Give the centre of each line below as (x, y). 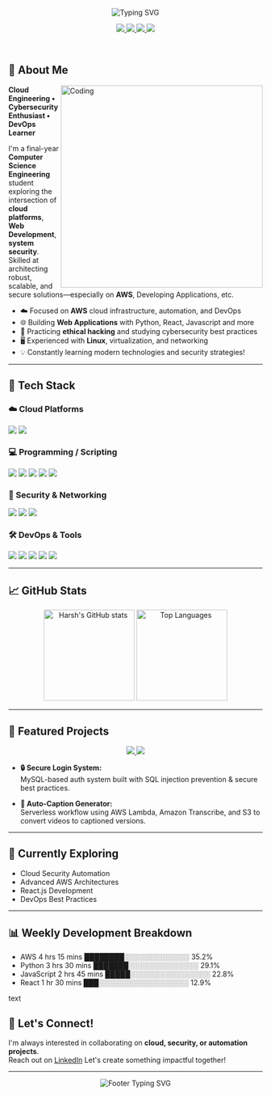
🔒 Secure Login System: (61, 768)
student (21, 183)
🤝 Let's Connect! (51, 1024)
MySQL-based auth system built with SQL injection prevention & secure (139, 780)
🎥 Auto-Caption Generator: (66, 804)
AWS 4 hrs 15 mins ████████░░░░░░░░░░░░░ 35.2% (117, 956)
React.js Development (56, 891)
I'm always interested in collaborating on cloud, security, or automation (128, 1043)
